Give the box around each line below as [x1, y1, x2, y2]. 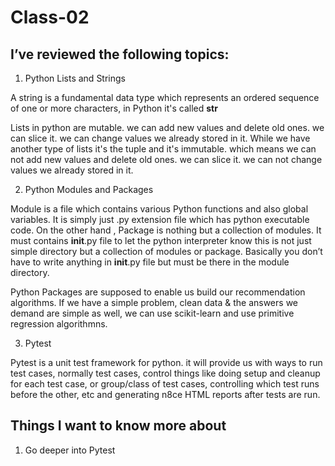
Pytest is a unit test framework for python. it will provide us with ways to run [10, 357, 323, 368]
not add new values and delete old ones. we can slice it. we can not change [10, 154, 323, 165]
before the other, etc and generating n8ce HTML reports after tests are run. [10, 389, 321, 400]
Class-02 [10, 6, 90, 29]
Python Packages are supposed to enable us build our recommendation [10, 286, 306, 298]
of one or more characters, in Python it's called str [10, 102, 218, 114]
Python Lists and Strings [24, 72, 126, 84]
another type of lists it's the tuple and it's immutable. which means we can [10, 143, 317, 155]
